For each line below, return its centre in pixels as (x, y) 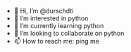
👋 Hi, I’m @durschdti (44, 11)
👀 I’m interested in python (51, 18)
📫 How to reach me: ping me (57, 41)
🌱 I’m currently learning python (59, 26)
